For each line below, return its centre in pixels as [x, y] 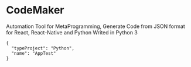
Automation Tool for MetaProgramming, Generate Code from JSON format [96, 26]
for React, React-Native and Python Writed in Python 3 [72, 32]
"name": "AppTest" [34, 53]
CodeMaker [35, 10]
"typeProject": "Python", [43, 48]
